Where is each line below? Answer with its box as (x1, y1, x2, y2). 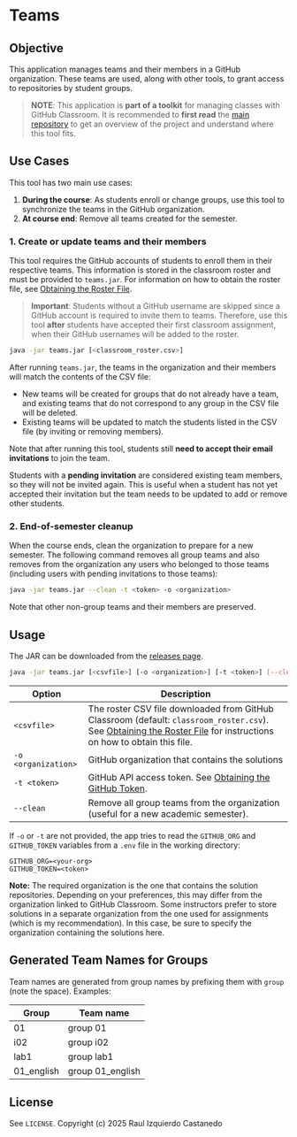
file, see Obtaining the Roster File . (9, 284, 133, 295)
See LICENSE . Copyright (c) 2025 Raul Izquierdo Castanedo (9, 1118, 223, 1129)
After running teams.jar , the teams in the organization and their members (9, 362, 277, 373)
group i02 (67, 1036, 109, 1049)
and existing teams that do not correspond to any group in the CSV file (21, 397, 280, 408)
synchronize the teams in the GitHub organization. (21, 204, 205, 214)
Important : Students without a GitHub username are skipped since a (30, 301, 281, 311)
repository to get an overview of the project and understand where (30, 119, 274, 129)
